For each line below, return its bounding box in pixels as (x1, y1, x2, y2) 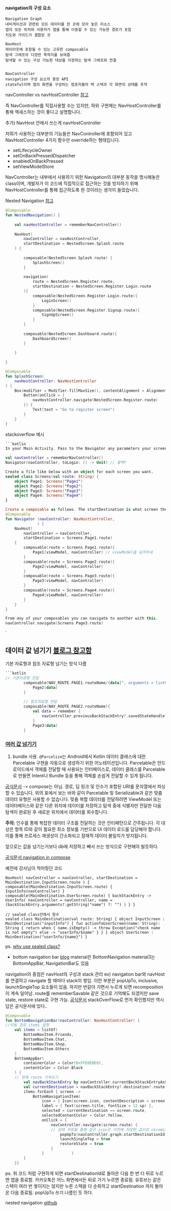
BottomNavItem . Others (23, 1046, 70, 1052)
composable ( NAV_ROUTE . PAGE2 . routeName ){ (23, 704, 110, 709)
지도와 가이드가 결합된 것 (5, 33, 51, 38)
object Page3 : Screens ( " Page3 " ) (14, 488, 83, 493)
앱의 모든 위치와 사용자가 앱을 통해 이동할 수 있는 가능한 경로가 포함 (5, 27, 131, 33)
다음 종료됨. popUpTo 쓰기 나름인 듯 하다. (10, 1189, 93, 1195)
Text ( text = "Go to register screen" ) (32, 407, 115, 412)
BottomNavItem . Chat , (23, 1037, 67, 1042)
